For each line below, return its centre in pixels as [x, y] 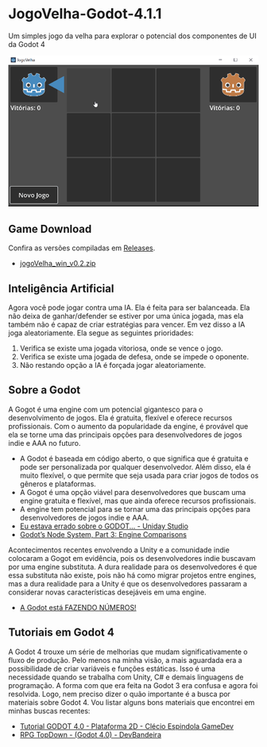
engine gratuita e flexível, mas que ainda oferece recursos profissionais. [138, 501]
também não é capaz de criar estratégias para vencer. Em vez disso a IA [127, 325]
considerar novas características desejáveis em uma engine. [107, 592]
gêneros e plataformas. [58, 484]
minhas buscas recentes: [49, 710]
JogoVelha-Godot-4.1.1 [85, 14]
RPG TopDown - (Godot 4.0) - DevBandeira [90, 734]
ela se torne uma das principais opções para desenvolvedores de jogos [125, 435]
